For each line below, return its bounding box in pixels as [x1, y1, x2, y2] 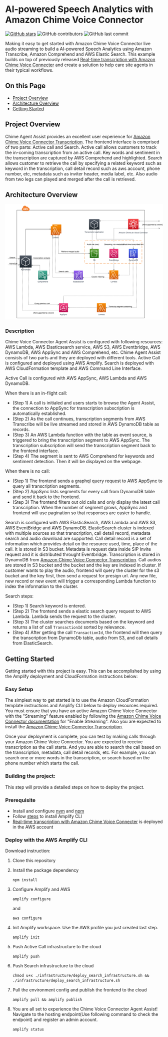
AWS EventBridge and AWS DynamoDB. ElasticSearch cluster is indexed [5, 525, 154, 531]
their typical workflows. [5, 67, 53, 73]
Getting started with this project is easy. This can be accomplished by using [5, 668, 161, 674]
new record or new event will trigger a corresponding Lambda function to [5, 578, 156, 584]
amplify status [12, 1027, 44, 1032]
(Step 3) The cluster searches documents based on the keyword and [12, 619, 154, 625]
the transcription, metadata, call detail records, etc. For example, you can [5, 749, 156, 755]
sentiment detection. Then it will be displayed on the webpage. [12, 459, 142, 465]
